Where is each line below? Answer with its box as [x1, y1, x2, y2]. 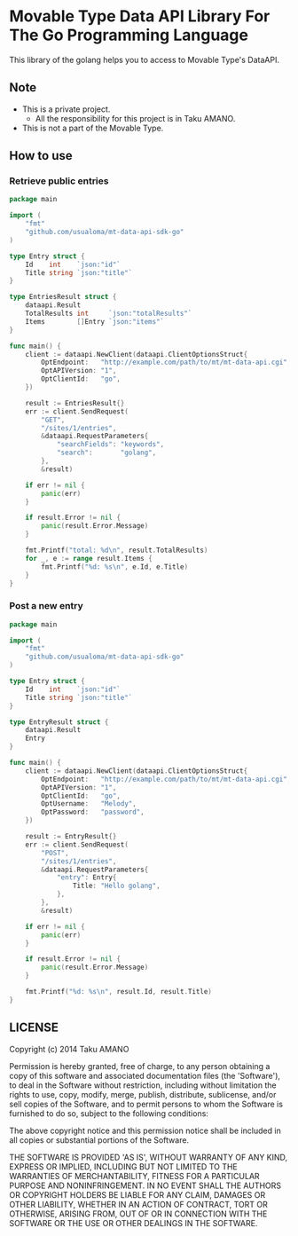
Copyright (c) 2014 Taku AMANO [9, 1043, 129, 1054]
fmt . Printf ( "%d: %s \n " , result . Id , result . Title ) [25, 988, 213, 996]
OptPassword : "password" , [41, 807, 145, 817]
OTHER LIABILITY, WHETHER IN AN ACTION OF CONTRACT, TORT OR [9, 1199, 268, 1209]
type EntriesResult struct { [9, 293, 117, 302]
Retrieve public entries [9, 175, 109, 187]
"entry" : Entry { [56, 873, 117, 882]
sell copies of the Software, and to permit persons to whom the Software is [9, 1098, 284, 1109]
